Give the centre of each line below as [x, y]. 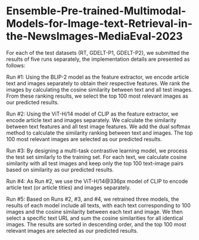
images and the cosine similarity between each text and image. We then [94, 211]
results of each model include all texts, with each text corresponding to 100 [98, 205]
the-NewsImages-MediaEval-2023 [94, 36]
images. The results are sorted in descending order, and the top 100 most [96, 224]
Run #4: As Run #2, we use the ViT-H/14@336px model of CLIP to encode [97, 181]
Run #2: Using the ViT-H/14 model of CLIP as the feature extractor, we [92, 114]
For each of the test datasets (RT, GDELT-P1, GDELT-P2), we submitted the [98, 52]
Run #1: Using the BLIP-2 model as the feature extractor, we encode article [98, 77]
